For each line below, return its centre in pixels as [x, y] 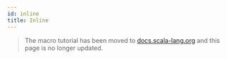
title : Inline [28, 20]
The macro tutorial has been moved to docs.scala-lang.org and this [122, 40]
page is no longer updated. [64, 48]
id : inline [23, 14]
